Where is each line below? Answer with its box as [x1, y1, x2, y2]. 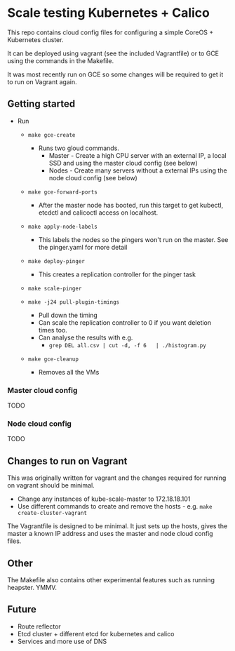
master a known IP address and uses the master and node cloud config [7, 530, 213, 538]
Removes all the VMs [38, 368, 100, 376]
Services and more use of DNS [17, 637, 107, 645]
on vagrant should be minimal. [7, 481, 95, 490]
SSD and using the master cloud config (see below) [48, 159, 198, 167]
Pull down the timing [38, 311, 98, 319]
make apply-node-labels [27, 223, 98, 230]
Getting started [7, 98, 76, 110]
